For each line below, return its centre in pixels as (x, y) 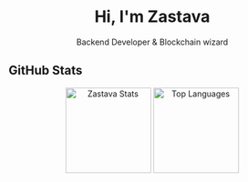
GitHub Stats (46, 71)
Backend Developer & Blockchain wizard (152, 42)
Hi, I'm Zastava (152, 17)
